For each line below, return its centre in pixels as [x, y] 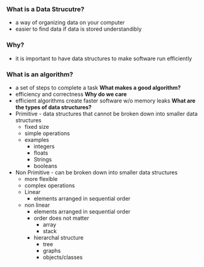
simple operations [47, 133]
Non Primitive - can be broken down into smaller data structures [96, 172]
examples [37, 139]
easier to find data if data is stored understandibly [78, 29]
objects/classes [63, 257]
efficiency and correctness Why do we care [71, 94]
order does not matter [61, 218]
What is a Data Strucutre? [45, 9]
